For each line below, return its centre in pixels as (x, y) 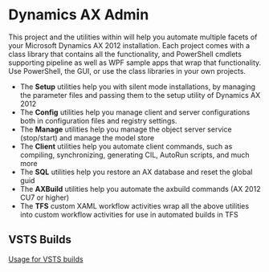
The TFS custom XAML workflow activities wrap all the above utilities (134, 205)
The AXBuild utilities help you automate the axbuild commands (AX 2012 (140, 189)
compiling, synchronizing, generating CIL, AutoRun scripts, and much (135, 155)
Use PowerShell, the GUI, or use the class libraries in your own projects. (127, 71)
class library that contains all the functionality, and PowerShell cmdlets (125, 54)
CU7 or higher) (45, 197)
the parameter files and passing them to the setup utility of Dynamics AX (140, 95)
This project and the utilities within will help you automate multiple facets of (133, 37)
